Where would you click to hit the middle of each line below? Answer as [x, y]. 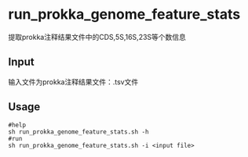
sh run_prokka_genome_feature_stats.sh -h [78, 132]
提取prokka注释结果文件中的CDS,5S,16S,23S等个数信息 [97, 37]
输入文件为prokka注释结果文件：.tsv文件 [73, 82]
